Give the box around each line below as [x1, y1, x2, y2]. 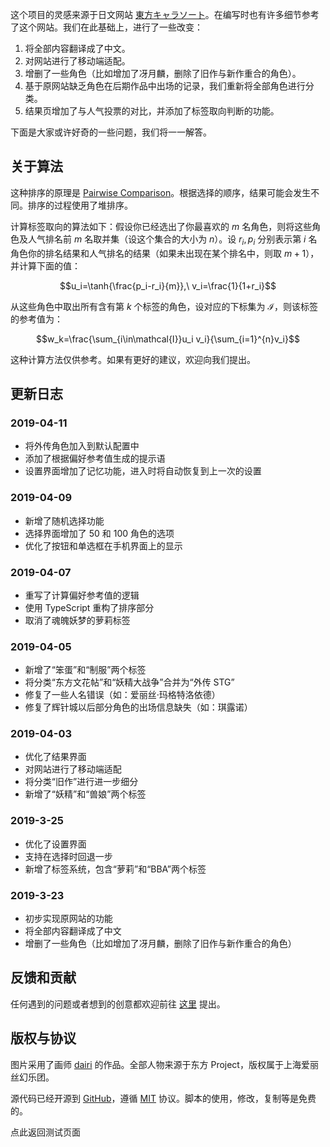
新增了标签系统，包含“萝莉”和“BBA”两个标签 [24, 863, 207, 875]
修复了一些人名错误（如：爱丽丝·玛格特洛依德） [24, 689, 221, 701]
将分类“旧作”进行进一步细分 [24, 776, 139, 788]
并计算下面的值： [10, 259, 81, 272]
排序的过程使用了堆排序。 [27, 199, 133, 211]
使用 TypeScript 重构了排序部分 [24, 601, 155, 613]
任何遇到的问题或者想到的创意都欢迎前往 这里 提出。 [10, 998, 226, 1010]
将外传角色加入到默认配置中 [24, 440, 140, 452]
